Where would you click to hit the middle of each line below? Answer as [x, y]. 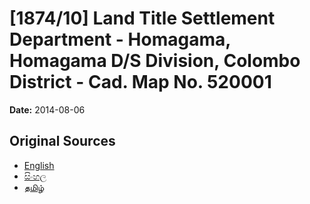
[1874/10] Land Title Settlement [142, 18]
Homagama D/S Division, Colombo [155, 61]
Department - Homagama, [120, 39]
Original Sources [62, 141]
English [39, 165]
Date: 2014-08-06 [47, 109]
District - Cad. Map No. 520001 [140, 82]
